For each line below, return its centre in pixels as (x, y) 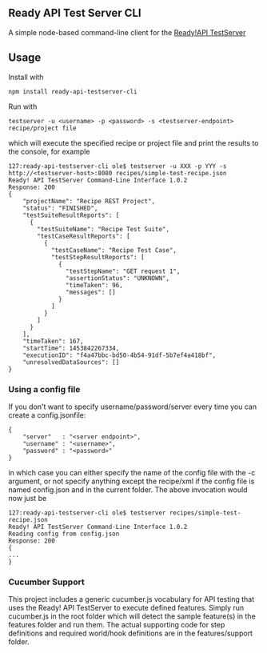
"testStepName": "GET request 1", (123, 271)
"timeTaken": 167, (53, 341)
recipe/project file (43, 128)
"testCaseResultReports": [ (84, 236)
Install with (26, 77)
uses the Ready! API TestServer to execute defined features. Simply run (126, 608)
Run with (23, 106)
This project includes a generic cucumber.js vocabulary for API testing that (132, 599)
